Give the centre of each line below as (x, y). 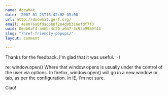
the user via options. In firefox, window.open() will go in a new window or (82, 72)
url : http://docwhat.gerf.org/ (38, 19)
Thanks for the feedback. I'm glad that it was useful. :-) (63, 57)
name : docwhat (20, 10)
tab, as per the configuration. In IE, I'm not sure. (55, 78)
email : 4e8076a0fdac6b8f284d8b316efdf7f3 (50, 24)
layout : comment (22, 39)
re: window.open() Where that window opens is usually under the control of (84, 67)
